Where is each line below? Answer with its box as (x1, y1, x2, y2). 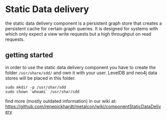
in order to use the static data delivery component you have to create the (5, 64, 156, 70)
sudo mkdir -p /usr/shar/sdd (5, 85, 66, 90)
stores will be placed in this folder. (5, 75, 76, 81)
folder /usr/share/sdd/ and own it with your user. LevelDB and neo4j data (5, 70, 157, 76)
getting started (5, 51, 53, 59)
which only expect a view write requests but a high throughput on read (5, 31, 151, 37)
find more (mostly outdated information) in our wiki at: (5, 98, 117, 104)
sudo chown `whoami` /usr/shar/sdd (5, 89, 80, 94)
